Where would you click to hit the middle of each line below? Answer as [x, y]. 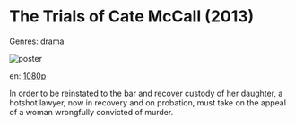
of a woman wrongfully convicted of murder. [91, 112]
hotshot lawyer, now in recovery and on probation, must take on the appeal [148, 102]
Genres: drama [37, 41]
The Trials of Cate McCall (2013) [132, 17]
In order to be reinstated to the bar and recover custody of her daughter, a [146, 93]
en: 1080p [28, 76]
